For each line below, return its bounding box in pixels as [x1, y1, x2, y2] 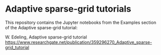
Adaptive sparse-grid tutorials [5, 3, 132, 15]
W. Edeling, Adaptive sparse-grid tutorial [5, 34, 87, 40]
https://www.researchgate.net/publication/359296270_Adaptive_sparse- [5, 39, 152, 45]
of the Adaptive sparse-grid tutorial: [5, 24, 78, 30]
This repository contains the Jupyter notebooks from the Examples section [5, 19, 156, 25]
